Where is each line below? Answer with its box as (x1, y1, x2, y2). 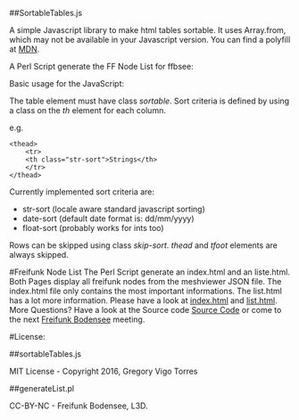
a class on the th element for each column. (9, 105, 167, 115)
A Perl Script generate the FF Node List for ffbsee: (9, 62, 194, 71)
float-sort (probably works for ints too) (21, 223, 164, 233)
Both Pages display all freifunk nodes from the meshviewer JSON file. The (9, 276, 282, 286)
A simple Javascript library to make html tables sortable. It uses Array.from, (9, 25, 287, 35)
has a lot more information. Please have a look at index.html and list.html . (9, 295, 278, 306)
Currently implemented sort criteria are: (9, 186, 154, 197)
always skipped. (9, 250, 69, 259)
